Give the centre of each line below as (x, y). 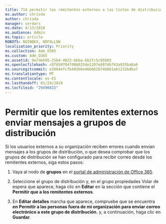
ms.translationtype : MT (30, 74)
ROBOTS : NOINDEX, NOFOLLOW (33, 42)
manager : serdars (23, 23)
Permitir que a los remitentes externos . (53, 192)
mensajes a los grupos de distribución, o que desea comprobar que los (78, 152)
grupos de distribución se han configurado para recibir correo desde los (79, 157)
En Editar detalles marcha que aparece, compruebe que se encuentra (83, 202)
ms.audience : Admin (25, 33)
